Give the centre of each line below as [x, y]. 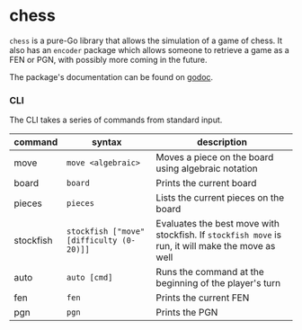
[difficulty [92, 241]
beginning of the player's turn [218, 283]
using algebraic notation [207, 169]
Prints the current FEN [203, 298]
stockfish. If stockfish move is [218, 235]
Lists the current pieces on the [220, 198]
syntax [107, 142]
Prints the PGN [187, 313]
